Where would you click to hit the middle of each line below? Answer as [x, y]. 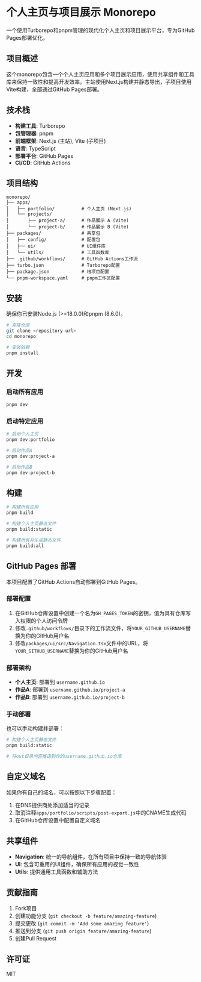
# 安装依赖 [18, 347]
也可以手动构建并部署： [35, 728]
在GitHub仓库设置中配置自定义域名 [58, 820]
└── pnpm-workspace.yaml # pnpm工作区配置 [63, 278]
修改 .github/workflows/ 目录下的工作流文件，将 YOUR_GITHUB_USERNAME [100, 628]
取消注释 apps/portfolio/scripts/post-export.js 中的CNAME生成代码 [101, 812]
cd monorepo [21, 336]
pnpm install [22, 353]
